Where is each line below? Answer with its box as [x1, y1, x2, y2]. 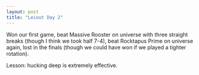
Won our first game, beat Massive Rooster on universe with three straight [6, 31, 188, 38]
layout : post [6, 8, 39, 15]
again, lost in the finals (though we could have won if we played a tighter [6, 43, 186, 51]
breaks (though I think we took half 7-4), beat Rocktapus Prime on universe [6, 37, 194, 44]
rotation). [6, 50, 29, 57]
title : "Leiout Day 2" [6, 14, 63, 20]
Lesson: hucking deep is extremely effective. [6, 61, 118, 69]
